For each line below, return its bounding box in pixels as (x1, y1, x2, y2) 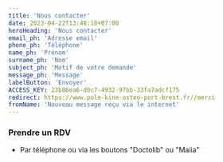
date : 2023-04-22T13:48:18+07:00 (8, 19, 119, 27)
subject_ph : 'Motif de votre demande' (8, 64, 137, 72)
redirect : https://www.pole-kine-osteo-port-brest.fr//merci (8, 93, 216, 101)
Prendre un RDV (8, 127, 72, 138)
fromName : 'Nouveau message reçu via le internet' (8, 101, 180, 109)
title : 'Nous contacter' (8, 11, 91, 20)
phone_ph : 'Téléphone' (8, 41, 84, 49)
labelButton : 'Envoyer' (8, 78, 88, 86)
